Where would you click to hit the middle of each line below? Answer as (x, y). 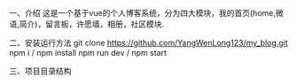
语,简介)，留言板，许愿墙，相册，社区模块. (87, 24)
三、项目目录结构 (40, 71)
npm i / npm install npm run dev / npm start (88, 53)
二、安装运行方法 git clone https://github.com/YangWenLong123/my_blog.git (148, 43)
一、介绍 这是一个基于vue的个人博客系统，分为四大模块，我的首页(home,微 (146, 13)
